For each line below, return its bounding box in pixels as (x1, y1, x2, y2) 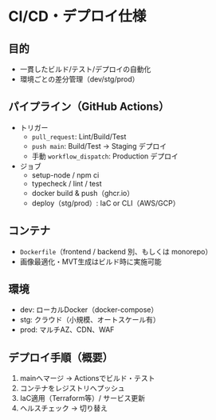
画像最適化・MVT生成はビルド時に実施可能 (19, 257, 162, 266)
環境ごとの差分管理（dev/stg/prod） (19, 74, 139, 84)
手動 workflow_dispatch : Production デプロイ (31, 151, 179, 161)
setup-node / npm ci (31, 170, 100, 180)
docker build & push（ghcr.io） (31, 188, 134, 198)
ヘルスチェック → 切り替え (19, 403, 108, 413)
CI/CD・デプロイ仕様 (8, 7, 147, 26)
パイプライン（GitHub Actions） (8, 100, 170, 114)
